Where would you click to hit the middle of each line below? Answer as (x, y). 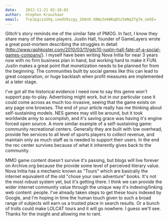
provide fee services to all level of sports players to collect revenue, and (80, 135)
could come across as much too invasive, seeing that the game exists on (80, 102)
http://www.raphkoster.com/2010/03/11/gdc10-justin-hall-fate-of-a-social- (84, 50)
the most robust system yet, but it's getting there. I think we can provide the (84, 182)
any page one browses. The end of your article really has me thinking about (83, 108)
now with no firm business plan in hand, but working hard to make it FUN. (81, 61)
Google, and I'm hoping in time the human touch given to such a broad (78, 198)
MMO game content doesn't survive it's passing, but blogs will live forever (82, 160)
